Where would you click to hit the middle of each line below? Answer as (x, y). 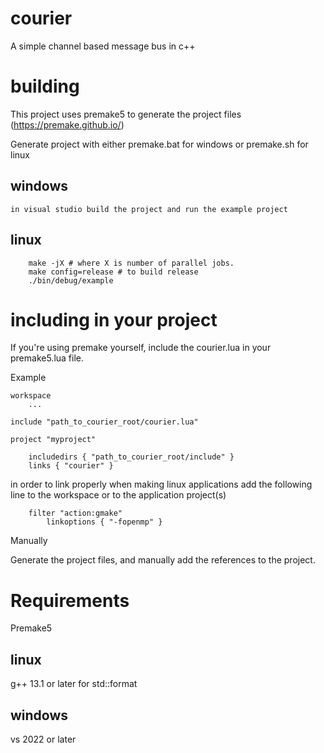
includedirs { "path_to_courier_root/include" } (131, 457)
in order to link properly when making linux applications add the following (161, 484)
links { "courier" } (71, 466)
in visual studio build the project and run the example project (149, 209)
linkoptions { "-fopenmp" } (104, 522)
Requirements (70, 600)
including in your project (114, 319)
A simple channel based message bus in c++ (103, 46)
